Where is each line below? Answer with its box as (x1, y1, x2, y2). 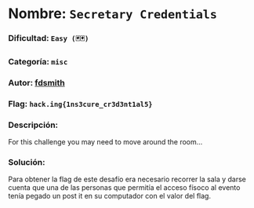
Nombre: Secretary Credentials (8, 5, 217, 23)
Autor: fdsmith (8, 77, 65, 88)
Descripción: (8, 119, 59, 130)
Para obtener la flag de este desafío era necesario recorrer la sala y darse (8, 174, 247, 184)
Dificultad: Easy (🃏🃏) (8, 33, 89, 44)
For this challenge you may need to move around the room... (8, 137, 203, 147)
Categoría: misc (8, 57, 68, 68)
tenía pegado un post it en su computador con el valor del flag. (8, 192, 212, 201)
